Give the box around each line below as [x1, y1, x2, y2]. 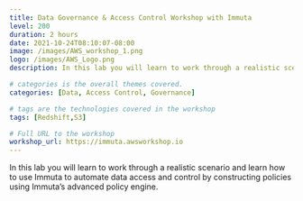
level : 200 [9, 22, 50, 31]
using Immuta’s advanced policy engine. [9, 181, 159, 192]
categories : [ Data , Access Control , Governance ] [9, 87, 196, 97]
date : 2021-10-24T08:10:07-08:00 [9, 38, 135, 48]
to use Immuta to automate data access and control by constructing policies [9, 172, 291, 183]
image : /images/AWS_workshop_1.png [9, 47, 143, 56]
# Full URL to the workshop [9, 129, 115, 138]
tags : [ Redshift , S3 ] [9, 113, 87, 122]
